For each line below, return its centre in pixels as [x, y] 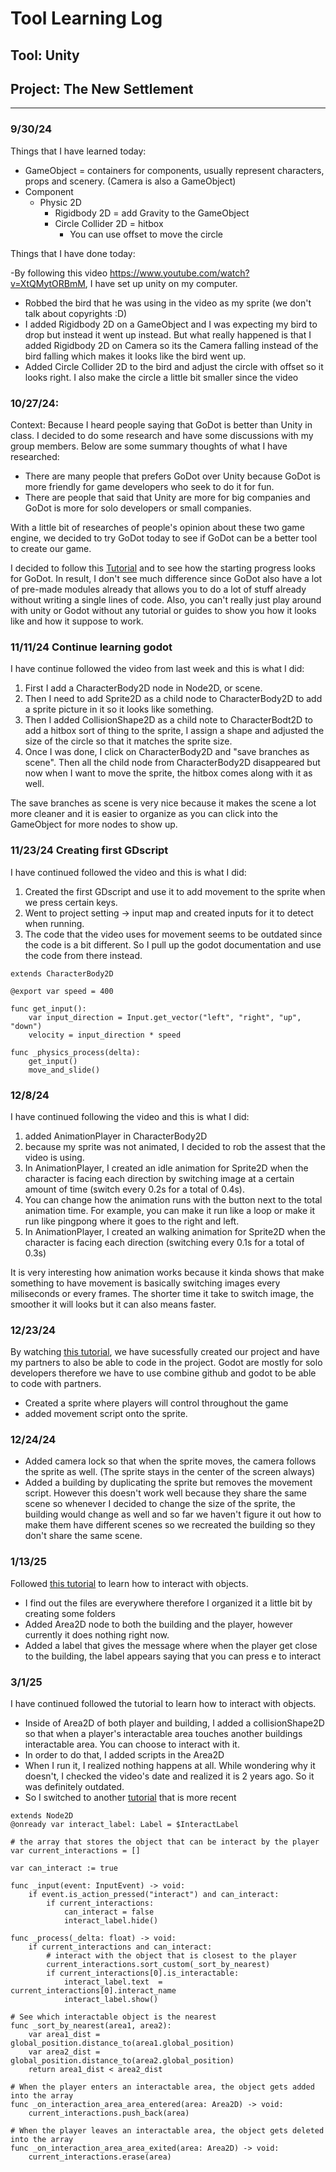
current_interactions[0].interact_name [93, 1991]
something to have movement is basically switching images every [145, 1283]
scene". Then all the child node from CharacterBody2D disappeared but [172, 763]
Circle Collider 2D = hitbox [109, 223]
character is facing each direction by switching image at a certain [159, 1178]
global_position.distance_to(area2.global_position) [122, 2061]
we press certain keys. [71, 902]
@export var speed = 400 [62, 991]
